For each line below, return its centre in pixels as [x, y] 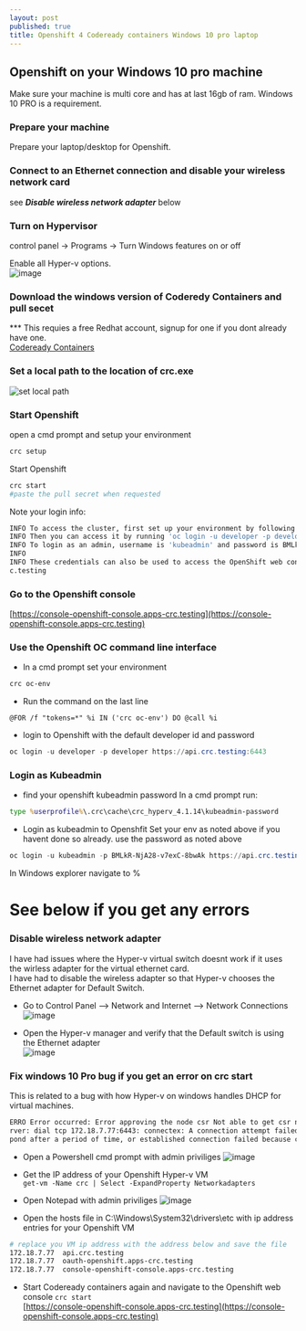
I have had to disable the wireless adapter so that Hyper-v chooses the [142, 977]
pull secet [32, 308]
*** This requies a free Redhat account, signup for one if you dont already [148, 328]
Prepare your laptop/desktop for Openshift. [90, 147]
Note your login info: [48, 512]
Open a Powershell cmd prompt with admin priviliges [122, 1157]
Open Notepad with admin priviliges [90, 1200]
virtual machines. [42, 1105]
